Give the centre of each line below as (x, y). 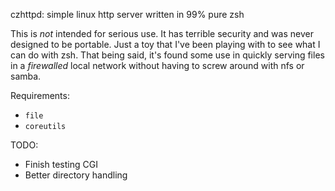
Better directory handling (76, 175)
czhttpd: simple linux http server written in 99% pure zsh (127, 14)
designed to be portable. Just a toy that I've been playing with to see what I (165, 44)
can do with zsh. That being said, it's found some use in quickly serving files (167, 55)
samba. (26, 76)
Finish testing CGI (61, 164)
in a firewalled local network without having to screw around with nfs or (157, 65)
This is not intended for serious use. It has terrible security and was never (162, 33)
